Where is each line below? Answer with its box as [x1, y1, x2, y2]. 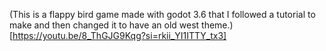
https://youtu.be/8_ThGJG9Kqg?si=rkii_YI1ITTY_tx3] [12, 30, 227, 41]
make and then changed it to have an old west [9, 19, 200, 31]
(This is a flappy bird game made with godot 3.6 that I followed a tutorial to [9, 9, 316, 20]
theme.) [201, 19, 234, 31]
